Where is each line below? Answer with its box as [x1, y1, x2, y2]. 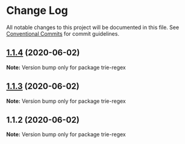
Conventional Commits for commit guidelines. [6, 30, 119, 37]
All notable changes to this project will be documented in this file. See [6, 24, 180, 31]
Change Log [6, 4, 68, 18]
